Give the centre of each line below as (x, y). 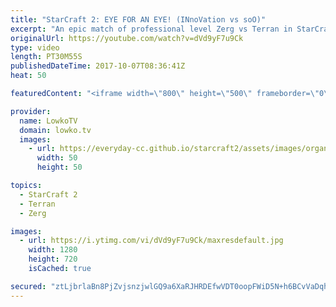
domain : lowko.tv (55, 130)
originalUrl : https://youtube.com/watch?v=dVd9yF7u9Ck (127, 38)
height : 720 (53, 259)
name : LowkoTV (48, 121)
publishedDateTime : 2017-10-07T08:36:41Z (98, 66)
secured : (28, 286)
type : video (35, 47)
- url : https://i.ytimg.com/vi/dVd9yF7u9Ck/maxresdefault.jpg (151, 241)
